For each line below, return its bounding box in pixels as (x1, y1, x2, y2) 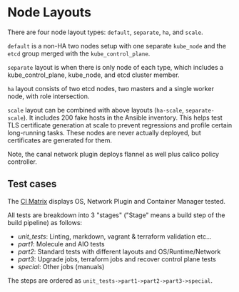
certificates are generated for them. (7, 136, 113, 145)
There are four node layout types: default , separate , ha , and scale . (7, 28, 203, 36)
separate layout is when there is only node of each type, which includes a (7, 63, 223, 71)
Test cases (7, 178, 57, 190)
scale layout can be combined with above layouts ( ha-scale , (7, 105, 184, 114)
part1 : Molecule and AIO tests (17, 239, 105, 248)
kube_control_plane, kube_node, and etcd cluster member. (7, 71, 180, 79)
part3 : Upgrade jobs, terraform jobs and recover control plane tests (17, 254, 216, 264)
